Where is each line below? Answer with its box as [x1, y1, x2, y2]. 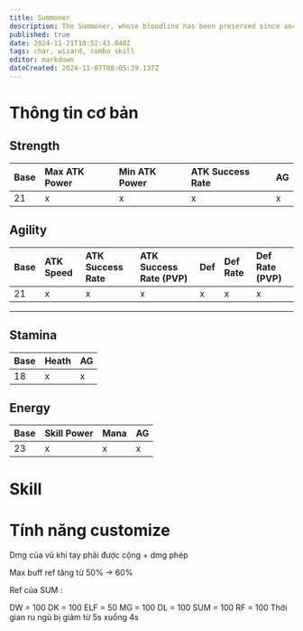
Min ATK [118, 165, 157, 177]
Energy [9, 400, 51, 416]
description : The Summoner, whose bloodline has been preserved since [9, 22, 280, 31]
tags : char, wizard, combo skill [9, 47, 135, 56]
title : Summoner [9, 13, 70, 23]
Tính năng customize [9, 520, 171, 541]
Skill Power [44, 427, 94, 439]
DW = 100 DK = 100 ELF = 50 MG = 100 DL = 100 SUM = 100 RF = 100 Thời [9, 602, 288, 613]
